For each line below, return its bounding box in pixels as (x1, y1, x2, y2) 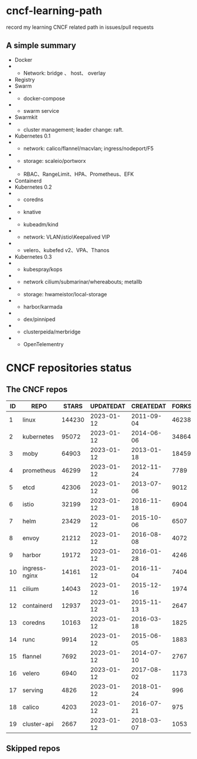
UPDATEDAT (90, 402, 126, 410)
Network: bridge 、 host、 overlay (23, 69, 106, 76)
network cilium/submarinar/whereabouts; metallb (23, 278, 142, 285)
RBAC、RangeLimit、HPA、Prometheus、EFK (23, 170, 134, 178)
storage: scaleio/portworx (23, 157, 86, 164)
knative (23, 208, 42, 215)
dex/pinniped (23, 316, 56, 323)
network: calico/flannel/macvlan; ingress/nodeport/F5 (23, 145, 154, 152)
